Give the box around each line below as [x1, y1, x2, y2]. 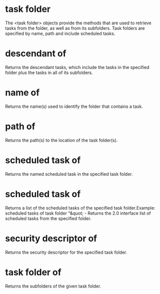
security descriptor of [5, 232, 98, 244]
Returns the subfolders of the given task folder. [5, 283, 102, 289]
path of [5, 121, 36, 132]
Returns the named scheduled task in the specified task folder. [5, 171, 133, 177]
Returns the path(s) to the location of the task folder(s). [5, 137, 118, 143]
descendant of [5, 48, 67, 59]
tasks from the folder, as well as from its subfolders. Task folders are [5, 25, 145, 31]
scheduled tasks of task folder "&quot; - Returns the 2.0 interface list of [5, 210, 151, 216]
